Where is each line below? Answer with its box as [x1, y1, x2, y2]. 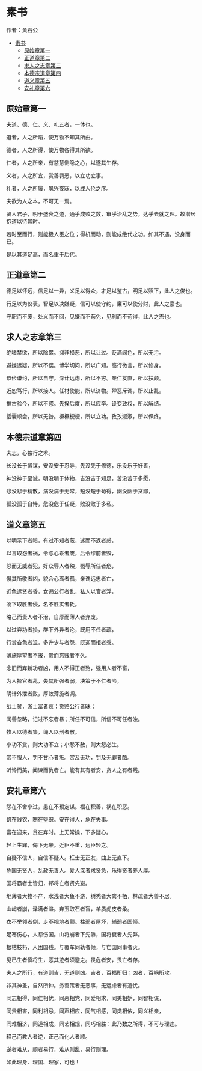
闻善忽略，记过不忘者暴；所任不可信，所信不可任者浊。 [6, 716, 143, 722]
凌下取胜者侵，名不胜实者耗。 [6, 600, 80, 608]
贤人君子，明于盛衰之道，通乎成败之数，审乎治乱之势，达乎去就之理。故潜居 [6, 210, 196, 217]
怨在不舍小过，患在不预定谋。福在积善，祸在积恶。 [6, 803, 133, 810]
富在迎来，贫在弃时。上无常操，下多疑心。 [6, 828, 112, 835]
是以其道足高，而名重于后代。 [6, 251, 80, 258]
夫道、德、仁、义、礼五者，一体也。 [6, 121, 96, 128]
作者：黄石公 [6, 26, 38, 34]
